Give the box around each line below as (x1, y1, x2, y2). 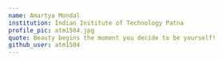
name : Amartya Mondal (8, 11, 81, 20)
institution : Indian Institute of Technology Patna (8, 19, 184, 27)
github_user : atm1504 (8, 41, 81, 49)
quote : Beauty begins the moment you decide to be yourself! (8, 33, 217, 42)
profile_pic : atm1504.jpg (8, 26, 94, 34)
